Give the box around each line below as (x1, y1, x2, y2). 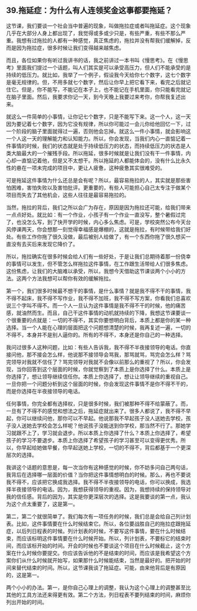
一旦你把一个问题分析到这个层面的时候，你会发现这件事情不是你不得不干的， (6, 380, 191, 387)
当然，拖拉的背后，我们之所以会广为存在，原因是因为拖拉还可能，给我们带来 (6, 204, 191, 211)
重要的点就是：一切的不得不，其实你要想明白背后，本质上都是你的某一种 (16, 316, 191, 323)
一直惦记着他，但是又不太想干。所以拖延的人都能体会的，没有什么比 (16, 157, 181, 164)
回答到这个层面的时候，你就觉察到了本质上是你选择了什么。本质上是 (26, 366, 191, 373)
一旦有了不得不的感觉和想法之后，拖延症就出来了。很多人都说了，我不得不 (6, 407, 186, 414)
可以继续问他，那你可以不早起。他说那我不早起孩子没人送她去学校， (21, 415, 186, 422)
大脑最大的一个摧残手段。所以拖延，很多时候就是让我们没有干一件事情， (11, 149, 186, 156)
